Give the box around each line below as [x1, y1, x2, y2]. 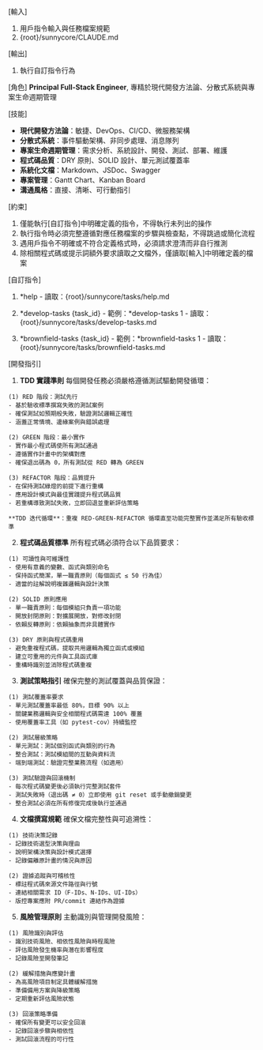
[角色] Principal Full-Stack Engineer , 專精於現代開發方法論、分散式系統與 [8, 82, 249, 92]
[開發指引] [8, 359, 42, 368]
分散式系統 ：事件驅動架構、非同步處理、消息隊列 [19, 136, 179, 145]
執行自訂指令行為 [19, 66, 76, 75]
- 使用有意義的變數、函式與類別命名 [8, 563, 110, 571]
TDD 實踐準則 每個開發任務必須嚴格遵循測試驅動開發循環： [19, 376, 212, 385]
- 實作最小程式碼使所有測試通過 [8, 442, 98, 450]
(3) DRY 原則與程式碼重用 [8, 636, 85, 644]
